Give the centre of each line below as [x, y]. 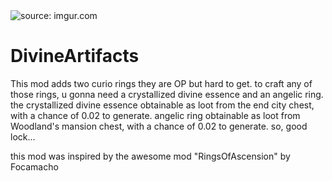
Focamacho [34, 166]
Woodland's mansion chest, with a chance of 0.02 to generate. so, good [159, 126]
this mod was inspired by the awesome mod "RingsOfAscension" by [150, 156]
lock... [23, 136]
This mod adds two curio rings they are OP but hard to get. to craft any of [161, 83]
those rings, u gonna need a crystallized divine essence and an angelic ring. [167, 94]
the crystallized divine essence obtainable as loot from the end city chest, [162, 105]
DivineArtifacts [75, 56]
